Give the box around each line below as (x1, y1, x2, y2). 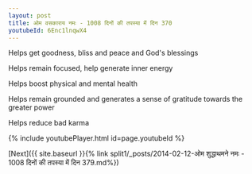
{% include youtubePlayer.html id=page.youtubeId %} (8, 133, 185, 143)
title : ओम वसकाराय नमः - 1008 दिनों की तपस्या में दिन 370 (8, 19, 173, 27)
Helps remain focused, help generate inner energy (8, 64, 173, 73)
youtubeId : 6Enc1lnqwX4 (8, 26, 87, 34)
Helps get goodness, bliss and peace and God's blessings (8, 48, 199, 58)
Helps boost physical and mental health (8, 79, 138, 88)
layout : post (8, 11, 52, 20)
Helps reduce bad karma (8, 118, 90, 128)
